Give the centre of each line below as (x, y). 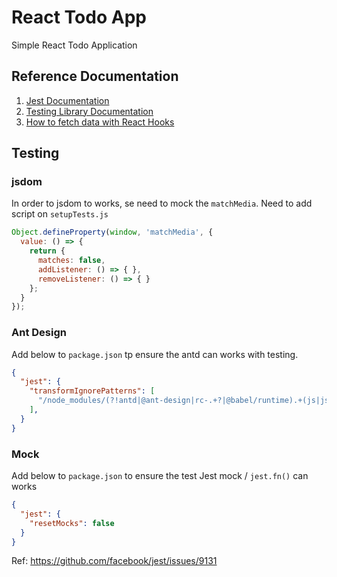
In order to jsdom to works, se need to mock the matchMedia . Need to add (162, 203)
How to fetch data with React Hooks (100, 122)
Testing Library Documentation (89, 111)
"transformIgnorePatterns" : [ (92, 391)
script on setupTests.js (60, 214)
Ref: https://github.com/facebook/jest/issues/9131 (114, 561)
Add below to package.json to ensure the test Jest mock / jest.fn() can (160, 476)
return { (47, 251)
